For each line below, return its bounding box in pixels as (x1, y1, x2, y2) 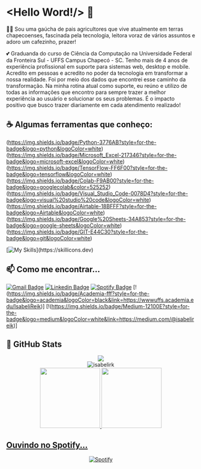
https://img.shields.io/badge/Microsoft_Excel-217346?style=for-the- (8, 151, 177, 158)
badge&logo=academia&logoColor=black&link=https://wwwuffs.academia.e (6, 296, 194, 303)
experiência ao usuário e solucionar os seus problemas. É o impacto (6, 95, 175, 102)
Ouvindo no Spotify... (6, 439, 88, 450)
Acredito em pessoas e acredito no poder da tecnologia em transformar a (6, 69, 188, 76)
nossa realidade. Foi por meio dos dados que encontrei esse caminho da (6, 75, 186, 83)
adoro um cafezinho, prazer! (6, 38, 77, 45)
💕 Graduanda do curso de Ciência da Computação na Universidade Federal (6, 49, 192, 57)
